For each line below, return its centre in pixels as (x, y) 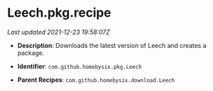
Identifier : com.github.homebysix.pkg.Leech (79, 66)
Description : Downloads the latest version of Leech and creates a (112, 45)
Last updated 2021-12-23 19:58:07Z (58, 32)
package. (31, 53)
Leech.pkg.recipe (59, 13)
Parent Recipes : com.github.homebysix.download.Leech (96, 80)
